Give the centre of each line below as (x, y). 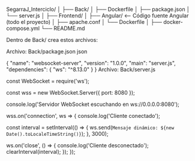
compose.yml (23, 28)
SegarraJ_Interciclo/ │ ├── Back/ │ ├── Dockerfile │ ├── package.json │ (98, 9)
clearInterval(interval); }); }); (41, 152)
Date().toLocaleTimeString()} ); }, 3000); (58, 134)
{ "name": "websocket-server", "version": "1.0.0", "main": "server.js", (91, 63)
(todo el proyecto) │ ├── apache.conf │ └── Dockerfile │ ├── (84, 22)
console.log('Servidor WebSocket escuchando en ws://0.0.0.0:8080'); (93, 104)
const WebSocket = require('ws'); (48, 81)
